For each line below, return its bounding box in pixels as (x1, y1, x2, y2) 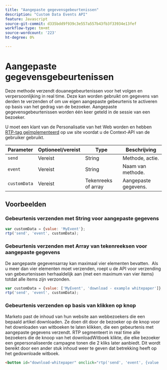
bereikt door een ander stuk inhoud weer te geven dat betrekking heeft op (5, 345, 157, 351)
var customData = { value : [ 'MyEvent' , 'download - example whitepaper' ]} (5, 285, 162, 291)
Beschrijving (126, 146, 157, 153)
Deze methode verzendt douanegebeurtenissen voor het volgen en (5, 88, 143, 93)
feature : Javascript (5, 16, 48, 21)
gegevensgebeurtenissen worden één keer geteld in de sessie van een (5, 109, 151, 115)
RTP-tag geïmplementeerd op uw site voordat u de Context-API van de (5, 129, 150, 135)
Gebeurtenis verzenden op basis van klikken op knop (5, 302, 136, 309)
